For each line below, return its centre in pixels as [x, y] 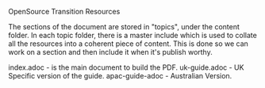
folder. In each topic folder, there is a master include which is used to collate [133, 35]
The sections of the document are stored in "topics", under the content [124, 27]
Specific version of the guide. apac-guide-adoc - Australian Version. [120, 76]
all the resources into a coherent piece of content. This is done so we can [128, 44]
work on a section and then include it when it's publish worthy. [110, 52]
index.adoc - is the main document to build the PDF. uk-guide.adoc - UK [126, 67]
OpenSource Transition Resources [64, 11]
